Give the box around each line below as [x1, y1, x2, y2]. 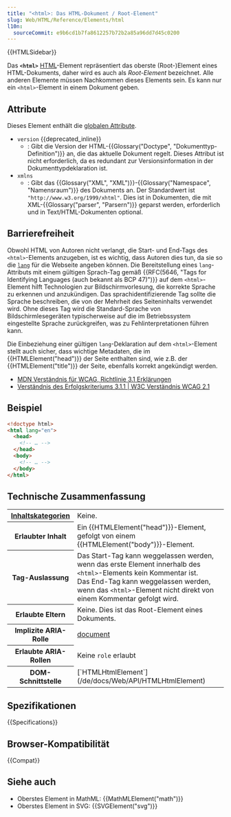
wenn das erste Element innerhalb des [76, 559, 201, 569]
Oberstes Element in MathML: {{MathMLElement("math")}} [16, 794, 184, 803]
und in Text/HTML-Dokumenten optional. [27, 208, 143, 217]
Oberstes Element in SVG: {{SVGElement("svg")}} [16, 802, 158, 810]
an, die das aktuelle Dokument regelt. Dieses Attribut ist [66, 149, 224, 158]
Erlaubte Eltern [15, 609, 66, 619]
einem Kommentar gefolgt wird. [76, 593, 179, 603]
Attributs [7, 268, 32, 276]
